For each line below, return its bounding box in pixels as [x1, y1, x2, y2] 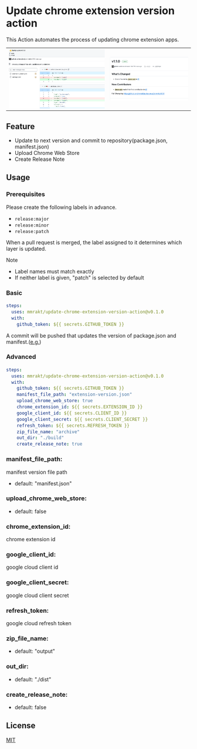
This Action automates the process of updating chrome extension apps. [6, 36, 179, 43]
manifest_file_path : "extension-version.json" [16, 392, 133, 397]
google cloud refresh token [6, 619, 72, 626]
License [6, 721, 36, 731]
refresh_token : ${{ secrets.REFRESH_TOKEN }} [16, 423, 130, 429]
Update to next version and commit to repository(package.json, [14, 137, 168, 144]
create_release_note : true [16, 441, 83, 447]
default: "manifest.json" [14, 480, 72, 487]
